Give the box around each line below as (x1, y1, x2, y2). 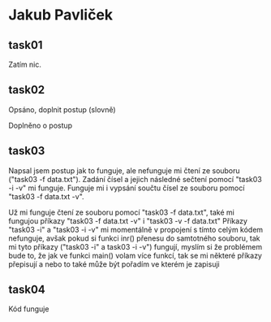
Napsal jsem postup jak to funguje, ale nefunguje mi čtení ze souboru (8, 165, 241, 176)
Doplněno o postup (8, 120, 73, 130)
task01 (8, 38, 43, 52)
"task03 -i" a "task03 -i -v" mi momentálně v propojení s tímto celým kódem (8, 224, 264, 234)
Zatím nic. (8, 59, 42, 69)
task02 (8, 83, 45, 97)
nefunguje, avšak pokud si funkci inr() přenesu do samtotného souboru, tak (8, 233, 261, 243)
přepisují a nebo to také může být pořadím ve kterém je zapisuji (8, 259, 221, 269)
